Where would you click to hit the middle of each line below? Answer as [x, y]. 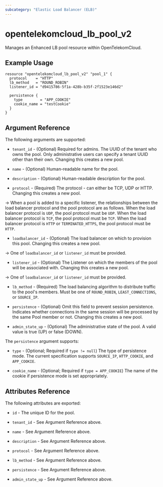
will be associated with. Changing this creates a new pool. [71, 268]
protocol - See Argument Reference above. [56, 451]
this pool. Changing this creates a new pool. [56, 244]
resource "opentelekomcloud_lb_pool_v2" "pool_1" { [59, 74]
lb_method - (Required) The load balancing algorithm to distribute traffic [84, 287]
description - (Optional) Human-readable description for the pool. [79, 179]
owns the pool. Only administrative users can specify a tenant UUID [80, 154]
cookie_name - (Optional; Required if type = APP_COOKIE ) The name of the [85, 371]
